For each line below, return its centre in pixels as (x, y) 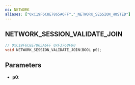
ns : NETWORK (17, 10)
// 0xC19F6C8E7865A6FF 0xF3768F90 (40, 45)
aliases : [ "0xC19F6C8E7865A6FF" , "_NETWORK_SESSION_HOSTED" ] (68, 14)
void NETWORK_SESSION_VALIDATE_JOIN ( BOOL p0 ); (54, 50)
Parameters (23, 65)
